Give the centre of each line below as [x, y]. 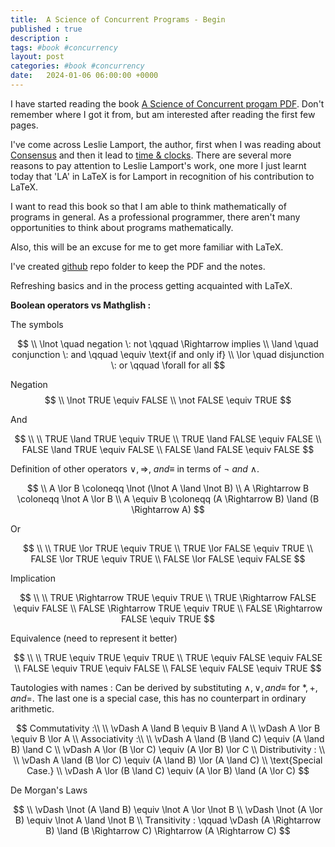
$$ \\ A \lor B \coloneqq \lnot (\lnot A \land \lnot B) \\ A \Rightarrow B [168, 488]
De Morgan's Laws [49, 790]
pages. [24, 125]
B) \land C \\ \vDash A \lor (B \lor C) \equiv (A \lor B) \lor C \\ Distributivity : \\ [168, 749]
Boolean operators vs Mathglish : [81, 305]
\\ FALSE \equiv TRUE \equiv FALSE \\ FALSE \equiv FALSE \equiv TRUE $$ [168, 668]
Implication [33, 578]
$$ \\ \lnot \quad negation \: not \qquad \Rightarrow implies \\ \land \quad [168, 343]
